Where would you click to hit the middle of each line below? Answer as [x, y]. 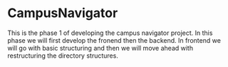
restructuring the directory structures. [63, 56]
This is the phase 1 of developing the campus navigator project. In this [110, 33]
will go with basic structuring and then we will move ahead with [100, 48]
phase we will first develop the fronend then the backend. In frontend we [114, 40]
